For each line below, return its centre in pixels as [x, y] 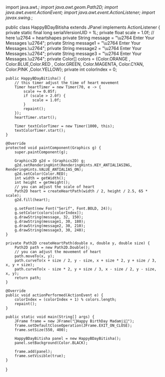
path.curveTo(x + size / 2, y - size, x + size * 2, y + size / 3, [85, 261]
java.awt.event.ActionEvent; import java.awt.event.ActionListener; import [81, 12]
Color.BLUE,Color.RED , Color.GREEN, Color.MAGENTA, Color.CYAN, [75, 64]
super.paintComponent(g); [41, 152]
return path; [28, 278]
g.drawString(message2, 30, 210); [50, 226]
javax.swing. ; [19, 18]
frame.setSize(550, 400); [41, 330]
